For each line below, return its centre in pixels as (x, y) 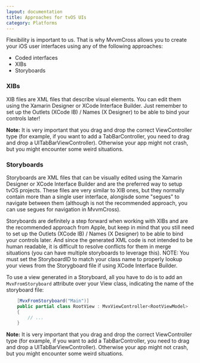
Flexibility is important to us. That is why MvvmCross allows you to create (96, 40)
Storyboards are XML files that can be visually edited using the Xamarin (94, 177)
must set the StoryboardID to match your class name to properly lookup (94, 259)
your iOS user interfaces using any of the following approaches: (84, 46)
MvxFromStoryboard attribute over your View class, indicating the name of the (100, 283)
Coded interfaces (36, 58)
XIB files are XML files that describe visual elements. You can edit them (94, 99)
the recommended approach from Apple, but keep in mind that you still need (100, 227)
